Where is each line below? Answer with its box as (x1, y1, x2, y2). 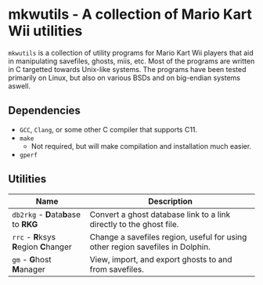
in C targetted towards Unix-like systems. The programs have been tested (8, 64, 247, 74)
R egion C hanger (12, 241, 72, 252)
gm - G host (12, 254, 52, 265)
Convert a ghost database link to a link (89, 209, 231, 220)
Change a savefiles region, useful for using (89, 231, 247, 242)
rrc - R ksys (12, 231, 56, 242)
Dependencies (8, 104, 81, 117)
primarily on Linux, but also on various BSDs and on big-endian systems (8, 73, 241, 82)
